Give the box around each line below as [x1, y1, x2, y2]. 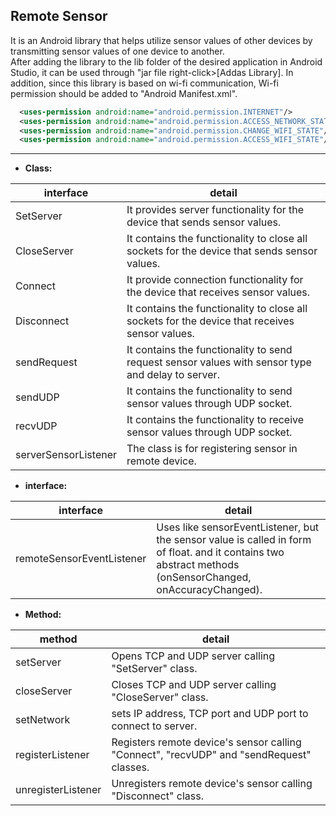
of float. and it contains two [156, 545, 285, 559]
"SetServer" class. [111, 662, 198, 676]
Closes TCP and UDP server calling [111, 678, 277, 692]
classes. [111, 760, 150, 774]
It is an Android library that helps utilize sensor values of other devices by [10, 34, 313, 46]
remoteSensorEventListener [15, 552, 147, 566]
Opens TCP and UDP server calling [111, 649, 276, 663]
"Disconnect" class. [111, 789, 204, 803]
